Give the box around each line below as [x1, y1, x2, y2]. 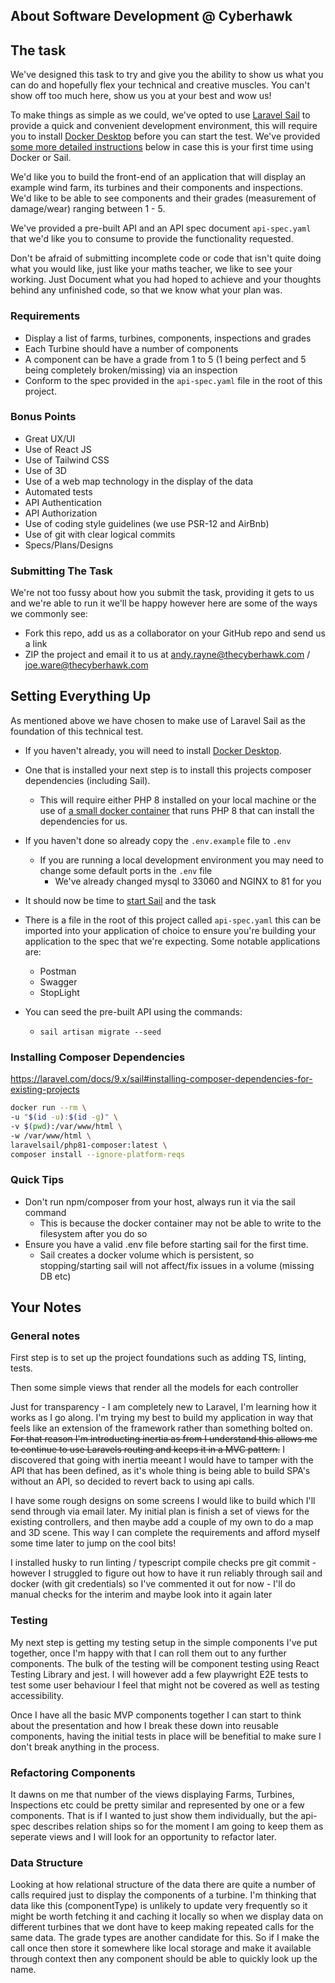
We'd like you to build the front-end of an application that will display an [10, 171, 307, 183]
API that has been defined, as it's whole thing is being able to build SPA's [10, 1465, 311, 1477]
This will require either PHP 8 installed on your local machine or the [39, 794, 317, 806]
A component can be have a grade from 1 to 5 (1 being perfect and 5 [24, 353, 307, 365]
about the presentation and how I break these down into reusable [10, 1719, 279, 1731]
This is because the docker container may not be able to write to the [39, 1217, 322, 1229]
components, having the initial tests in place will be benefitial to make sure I [10, 1730, 322, 1742]
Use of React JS [24, 443, 92, 455]
